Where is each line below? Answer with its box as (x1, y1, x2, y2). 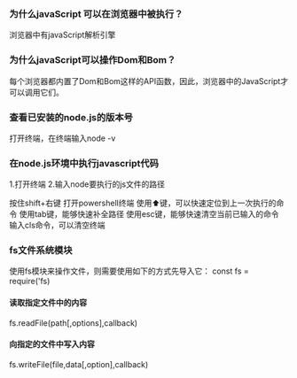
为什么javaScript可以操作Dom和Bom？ (9, 54, 176, 66)
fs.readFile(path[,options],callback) (9, 317, 138, 328)
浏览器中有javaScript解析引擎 (9, 29, 116, 41)
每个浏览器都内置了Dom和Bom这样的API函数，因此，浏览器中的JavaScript (9, 75, 281, 86)
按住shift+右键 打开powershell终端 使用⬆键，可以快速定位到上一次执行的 (9, 197, 277, 209)
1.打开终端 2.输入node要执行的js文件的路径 (9, 179, 166, 189)
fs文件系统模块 (9, 244, 73, 257)
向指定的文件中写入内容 (9, 339, 95, 350)
